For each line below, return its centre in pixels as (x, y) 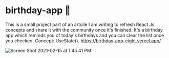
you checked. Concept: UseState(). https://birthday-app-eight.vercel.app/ (83, 41)
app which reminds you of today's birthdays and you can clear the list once (85, 35)
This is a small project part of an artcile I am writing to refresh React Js (80, 24)
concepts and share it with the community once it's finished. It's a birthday (84, 30)
